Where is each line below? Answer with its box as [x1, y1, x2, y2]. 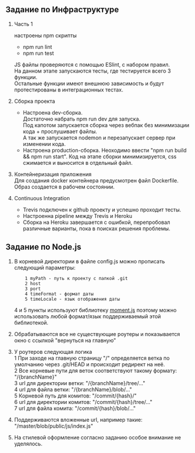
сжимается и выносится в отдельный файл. [22, 159, 133, 166]
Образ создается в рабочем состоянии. [14, 183, 115, 190]
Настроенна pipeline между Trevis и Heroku [22, 212, 133, 219]
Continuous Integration [14, 194, 70, 201]
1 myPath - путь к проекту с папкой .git [25, 275, 128, 281]
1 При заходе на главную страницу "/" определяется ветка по [14, 354, 170, 361]
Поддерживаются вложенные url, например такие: [14, 416, 143, 423]
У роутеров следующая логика [14, 348, 92, 355]
